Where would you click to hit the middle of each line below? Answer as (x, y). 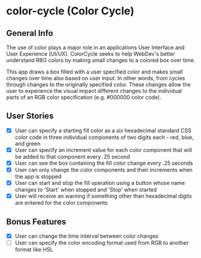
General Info (30, 33)
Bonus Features (36, 222)
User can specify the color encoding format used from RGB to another (102, 243)
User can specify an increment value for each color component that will (103, 150)
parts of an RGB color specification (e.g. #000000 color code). (84, 97)
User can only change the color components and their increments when (104, 170)
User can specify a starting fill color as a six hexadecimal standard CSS (103, 130)
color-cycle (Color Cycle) (70, 11)
